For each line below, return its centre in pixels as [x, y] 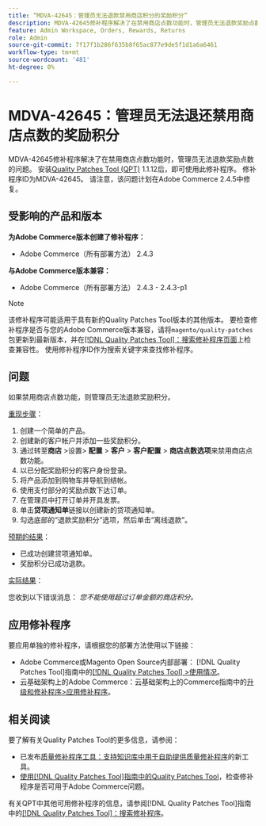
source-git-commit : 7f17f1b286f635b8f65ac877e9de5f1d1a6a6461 [113, 45]
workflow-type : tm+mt [44, 52]
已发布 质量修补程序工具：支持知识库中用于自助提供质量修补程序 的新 [131, 756]
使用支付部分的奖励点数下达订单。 [75, 490]
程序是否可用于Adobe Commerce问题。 [84, 786]
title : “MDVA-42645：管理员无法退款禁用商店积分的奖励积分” [98, 15]
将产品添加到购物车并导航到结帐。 [75, 480]
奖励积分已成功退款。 [54, 564]
